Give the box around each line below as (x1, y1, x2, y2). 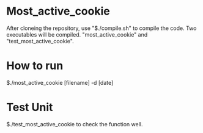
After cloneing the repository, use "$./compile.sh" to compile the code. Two (6, 24, 197, 32)
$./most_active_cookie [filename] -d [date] (6, 79, 114, 86)
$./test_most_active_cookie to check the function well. (6, 120, 143, 128)
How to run (6, 59, 64, 73)
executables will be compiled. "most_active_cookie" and (6, 31, 148, 38)
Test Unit (6, 101, 53, 114)
